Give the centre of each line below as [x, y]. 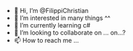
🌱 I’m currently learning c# [52, 25]
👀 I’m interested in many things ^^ [62, 18]
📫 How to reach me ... [46, 40]
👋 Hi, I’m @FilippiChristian [51, 11]
